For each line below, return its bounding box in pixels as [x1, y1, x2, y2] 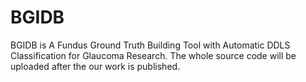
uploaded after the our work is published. [10, 60, 181, 72]
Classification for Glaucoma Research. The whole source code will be [10, 49, 297, 61]
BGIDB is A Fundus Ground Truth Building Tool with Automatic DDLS [10, 39, 291, 51]
